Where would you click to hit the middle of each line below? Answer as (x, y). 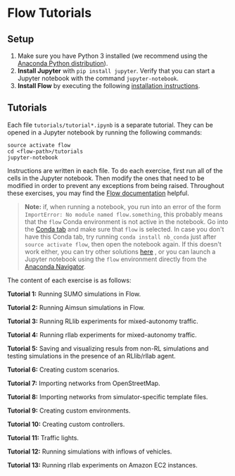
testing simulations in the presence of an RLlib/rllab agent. (91, 356)
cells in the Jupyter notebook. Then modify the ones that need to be (106, 178)
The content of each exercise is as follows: (69, 280)
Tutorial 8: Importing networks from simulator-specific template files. (108, 396)
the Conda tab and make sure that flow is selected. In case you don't (124, 229)
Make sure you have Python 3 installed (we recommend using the (112, 56)
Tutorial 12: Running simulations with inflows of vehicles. (90, 451)
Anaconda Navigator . (55, 266)
